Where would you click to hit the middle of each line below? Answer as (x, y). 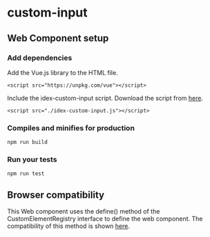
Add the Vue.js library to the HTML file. (63, 72)
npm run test (26, 174)
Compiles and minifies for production (71, 127)
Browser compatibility (56, 195)
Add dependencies (40, 58)
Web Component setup (58, 38)
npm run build (28, 143)
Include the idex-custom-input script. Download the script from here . (105, 98)
